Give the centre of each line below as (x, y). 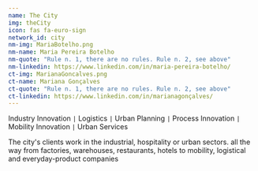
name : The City (33, 15)
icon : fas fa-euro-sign (47, 30)
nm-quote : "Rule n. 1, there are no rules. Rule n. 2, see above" (120, 60)
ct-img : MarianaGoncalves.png (58, 74)
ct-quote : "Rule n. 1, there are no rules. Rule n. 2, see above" (120, 89)
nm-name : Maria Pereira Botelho (61, 52)
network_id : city (37, 37)
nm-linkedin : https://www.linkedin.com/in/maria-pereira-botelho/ (120, 67)
